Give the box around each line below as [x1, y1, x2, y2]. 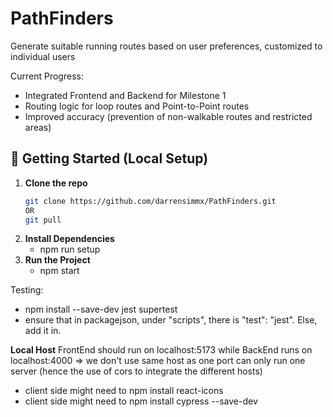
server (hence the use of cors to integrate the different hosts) [10, 365, 263, 377]
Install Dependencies [24, 233, 115, 245]
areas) [24, 121, 52, 133]
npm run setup [39, 243, 101, 256]
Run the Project [24, 254, 91, 266]
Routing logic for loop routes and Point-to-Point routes [24, 100, 250, 112]
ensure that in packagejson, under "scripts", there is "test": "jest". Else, [24, 314, 318, 326]
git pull [24, 215, 62, 225]
